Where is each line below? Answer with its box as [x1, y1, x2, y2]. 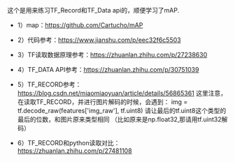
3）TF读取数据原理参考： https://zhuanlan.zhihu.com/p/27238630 [17, 51, 208, 59]
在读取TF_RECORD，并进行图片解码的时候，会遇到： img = [17, 98, 188, 106]
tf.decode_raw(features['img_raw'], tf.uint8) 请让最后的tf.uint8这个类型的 [17, 107, 227, 115]
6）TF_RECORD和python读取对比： [17, 139, 120, 147]
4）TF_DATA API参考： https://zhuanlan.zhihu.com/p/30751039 [17, 66, 199, 73]
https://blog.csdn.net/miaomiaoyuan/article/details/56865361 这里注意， [17, 89, 227, 97]
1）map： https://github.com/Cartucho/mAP [17, 21, 143, 29]
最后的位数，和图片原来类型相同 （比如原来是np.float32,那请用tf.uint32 [17, 115, 222, 124]
